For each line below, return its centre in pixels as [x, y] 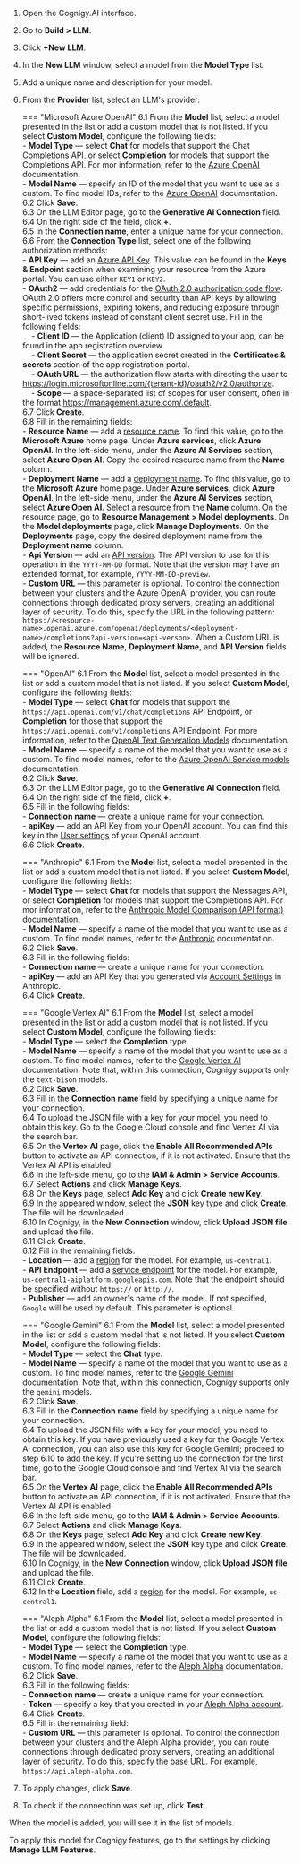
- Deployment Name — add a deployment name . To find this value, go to [156, 479]
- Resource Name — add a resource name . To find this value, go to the [153, 431]
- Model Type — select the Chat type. [92, 1353]
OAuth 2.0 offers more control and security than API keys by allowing [149, 298]
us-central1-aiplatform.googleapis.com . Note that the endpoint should [153, 1279]
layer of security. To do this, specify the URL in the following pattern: [148, 612]
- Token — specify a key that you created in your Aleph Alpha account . [153, 1704]
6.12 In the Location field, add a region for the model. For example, [145, 1592]
